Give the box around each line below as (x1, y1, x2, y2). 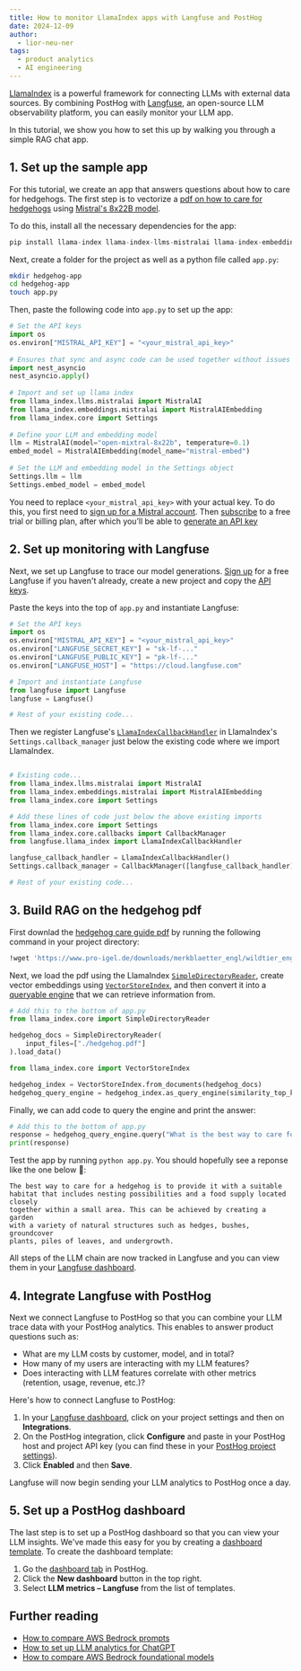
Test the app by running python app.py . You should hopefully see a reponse (9, 1155, 288, 1166)
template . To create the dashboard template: (9, 1546, 174, 1557)
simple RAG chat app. (9, 134, 90, 145)
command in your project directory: (9, 936, 141, 947)
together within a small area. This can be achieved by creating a (9, 1206, 267, 1215)
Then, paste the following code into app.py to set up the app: (9, 305, 233, 315)
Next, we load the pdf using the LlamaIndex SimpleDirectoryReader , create (9, 969, 284, 980)
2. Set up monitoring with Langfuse (9, 542, 211, 557)
